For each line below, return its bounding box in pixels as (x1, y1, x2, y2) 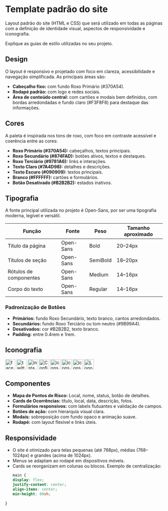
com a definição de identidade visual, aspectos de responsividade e (5, 25, 145, 31)
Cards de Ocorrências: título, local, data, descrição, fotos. (12, 398, 133, 404)
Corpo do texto (7, 286, 43, 293)
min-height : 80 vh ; (12, 491, 51, 496)
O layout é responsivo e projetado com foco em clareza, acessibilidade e (5, 68, 155, 74)
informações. (12, 104, 40, 111)
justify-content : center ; (12, 482, 66, 487)
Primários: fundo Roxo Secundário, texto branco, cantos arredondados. (12, 315, 161, 321)
